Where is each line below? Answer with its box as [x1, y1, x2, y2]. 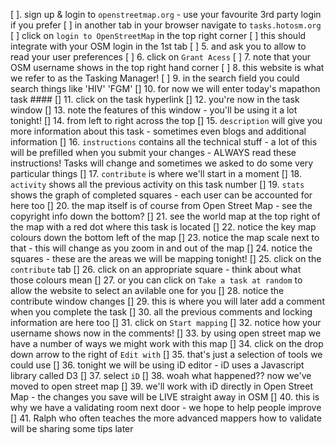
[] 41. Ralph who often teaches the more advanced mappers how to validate [10, 412, 322, 424]
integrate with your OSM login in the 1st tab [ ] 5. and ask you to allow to [10, 40, 307, 52]
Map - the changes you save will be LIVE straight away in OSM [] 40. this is [10, 391, 320, 403]
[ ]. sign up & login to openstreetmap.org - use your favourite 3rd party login [10, 9, 322, 20]
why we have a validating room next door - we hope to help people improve [10, 402, 322, 413]
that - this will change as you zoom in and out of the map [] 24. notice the [10, 242, 313, 254]
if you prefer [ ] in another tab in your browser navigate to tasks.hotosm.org [10, 19, 322, 31]
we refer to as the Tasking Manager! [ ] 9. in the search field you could [10, 72, 300, 84]
